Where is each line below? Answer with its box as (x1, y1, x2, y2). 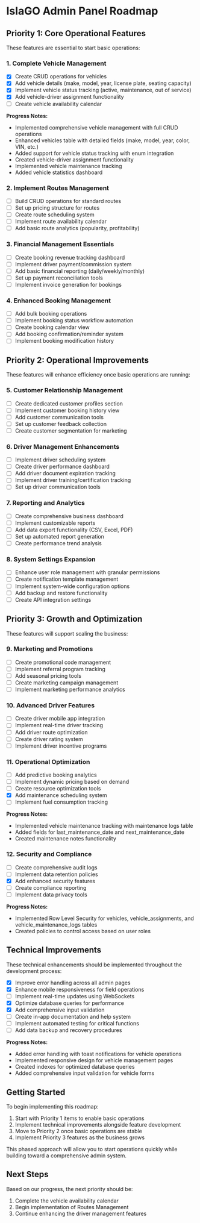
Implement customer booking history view (14, 407, 120, 414)
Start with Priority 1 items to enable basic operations (14, 1115, 145, 1122)
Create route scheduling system (14, 211, 95, 218)
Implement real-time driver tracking (14, 722, 104, 729)
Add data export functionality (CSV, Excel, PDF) (14, 526, 133, 533)
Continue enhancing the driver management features (14, 1210, 147, 1217)
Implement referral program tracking (14, 665, 105, 672)
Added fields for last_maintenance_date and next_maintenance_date (14, 828, 185, 836)
